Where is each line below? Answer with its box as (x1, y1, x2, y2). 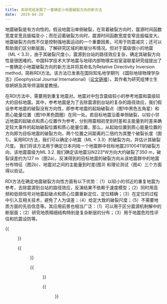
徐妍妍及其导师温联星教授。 (5, 82, 62, 88)
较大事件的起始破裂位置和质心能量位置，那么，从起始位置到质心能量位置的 (9, 124, 162, 130)
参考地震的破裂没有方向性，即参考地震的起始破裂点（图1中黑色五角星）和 (9, 105, 160, 111)
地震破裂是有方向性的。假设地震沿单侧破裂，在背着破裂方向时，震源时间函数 (5, 26, 162, 32)
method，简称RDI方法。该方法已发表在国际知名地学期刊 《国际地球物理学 (5, 70, 156, 76)
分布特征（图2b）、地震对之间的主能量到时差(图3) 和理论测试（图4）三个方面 (5, 161, 162, 167)
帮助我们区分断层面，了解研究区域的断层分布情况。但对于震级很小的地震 (5, 45, 153, 51)
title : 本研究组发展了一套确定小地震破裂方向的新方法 (5, 7, 102, 12)
